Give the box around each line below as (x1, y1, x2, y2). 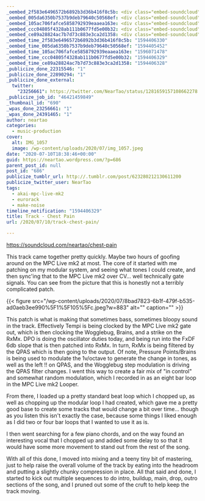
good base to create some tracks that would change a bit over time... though (6, 406, 199, 412)
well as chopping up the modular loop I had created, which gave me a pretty (6, 399, 198, 406)
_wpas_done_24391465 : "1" (6, 111, 72, 117)
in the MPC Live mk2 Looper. (6, 381, 79, 388)
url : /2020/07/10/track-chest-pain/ (6, 219, 99, 225)
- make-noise (12, 202, 45, 208)
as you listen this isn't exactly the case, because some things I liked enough (6, 412, 197, 419)
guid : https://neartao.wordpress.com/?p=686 (6, 156, 121, 163)
